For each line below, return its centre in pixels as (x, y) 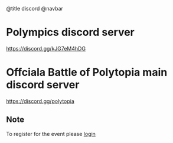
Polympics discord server (70, 32)
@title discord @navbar (35, 9)
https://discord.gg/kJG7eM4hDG (46, 48)
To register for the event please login (51, 134)
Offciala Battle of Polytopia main (87, 72)
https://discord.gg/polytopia (40, 101)
